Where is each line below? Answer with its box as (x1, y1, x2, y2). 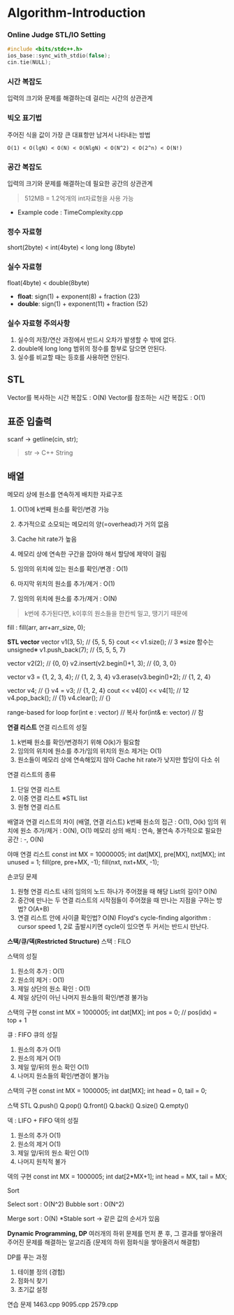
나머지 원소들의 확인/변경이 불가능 (17, 1072, 110, 1080)
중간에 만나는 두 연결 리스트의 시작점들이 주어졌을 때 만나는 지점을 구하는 (17, 896, 215, 904)
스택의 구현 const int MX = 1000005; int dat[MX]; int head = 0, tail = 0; (7, 1087, 207, 1095)
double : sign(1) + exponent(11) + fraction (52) (17, 299, 148, 308)
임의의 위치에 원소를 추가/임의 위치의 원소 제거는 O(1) (17, 747, 162, 755)
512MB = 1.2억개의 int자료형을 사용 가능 (24, 194, 134, 202)
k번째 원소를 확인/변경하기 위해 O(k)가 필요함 (17, 738, 140, 747)
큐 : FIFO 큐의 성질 (7, 1031, 58, 1039)
